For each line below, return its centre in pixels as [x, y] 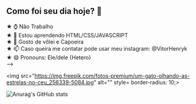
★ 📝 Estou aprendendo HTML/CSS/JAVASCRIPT [67, 35]
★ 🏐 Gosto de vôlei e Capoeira [45, 42]
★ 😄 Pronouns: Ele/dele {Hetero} [49, 57]
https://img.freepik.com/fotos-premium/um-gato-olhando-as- [112, 76]
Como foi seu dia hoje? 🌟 [54, 11]
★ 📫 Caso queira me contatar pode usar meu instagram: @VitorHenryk [97, 48]
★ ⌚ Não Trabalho [30, 26]
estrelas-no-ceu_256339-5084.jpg [50, 82]
